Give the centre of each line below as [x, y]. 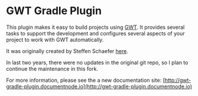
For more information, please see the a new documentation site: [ [86, 80]
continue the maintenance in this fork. [52, 68]
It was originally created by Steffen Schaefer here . [67, 51]
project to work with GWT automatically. [55, 39]
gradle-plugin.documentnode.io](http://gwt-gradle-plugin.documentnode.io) [99, 86]
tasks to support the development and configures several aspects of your [95, 33]
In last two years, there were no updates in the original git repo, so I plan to [97, 62]
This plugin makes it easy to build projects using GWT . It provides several [95, 27]
